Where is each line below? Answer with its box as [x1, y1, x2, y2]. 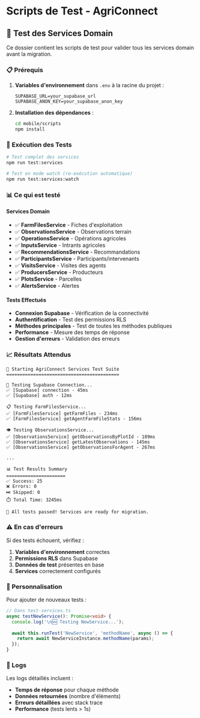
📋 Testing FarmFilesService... [6, 404, 86, 410]
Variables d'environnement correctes [14, 548, 110, 555]
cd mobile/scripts [14, 121, 61, 127]
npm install [14, 126, 45, 133]
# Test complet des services [6, 154, 79, 160]
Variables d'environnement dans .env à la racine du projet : [14, 82, 164, 89]
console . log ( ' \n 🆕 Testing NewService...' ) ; [11, 619, 124, 625]
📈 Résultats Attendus [6, 350, 71, 359]
